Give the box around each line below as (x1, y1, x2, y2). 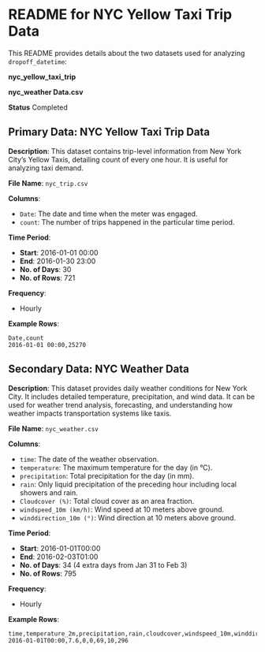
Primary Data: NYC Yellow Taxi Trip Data (8, 125, 211, 139)
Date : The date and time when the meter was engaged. (19, 209, 198, 218)
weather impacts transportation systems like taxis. (8, 408, 172, 418)
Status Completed (8, 102, 69, 112)
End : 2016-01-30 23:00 (19, 256, 96, 266)
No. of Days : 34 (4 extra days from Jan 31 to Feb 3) (19, 560, 188, 569)
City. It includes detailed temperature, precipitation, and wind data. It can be (8, 392, 255, 401)
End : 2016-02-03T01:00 (19, 552, 99, 561)
